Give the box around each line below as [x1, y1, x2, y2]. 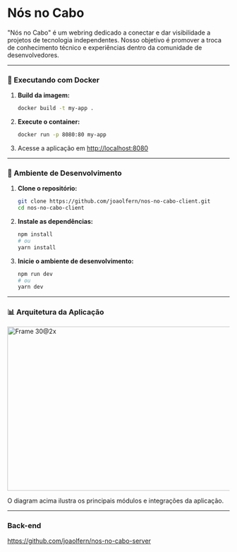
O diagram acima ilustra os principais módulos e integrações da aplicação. [7, 496, 224, 505]
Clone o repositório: [17, 184, 78, 193]
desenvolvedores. [7, 51, 60, 59]
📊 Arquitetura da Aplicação [7, 307, 104, 317]
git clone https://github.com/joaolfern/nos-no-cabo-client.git [17, 198, 211, 205]
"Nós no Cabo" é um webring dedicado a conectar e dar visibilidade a [7, 28, 211, 37]
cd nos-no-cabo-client [17, 205, 85, 212]
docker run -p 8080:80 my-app [17, 131, 107, 138]
